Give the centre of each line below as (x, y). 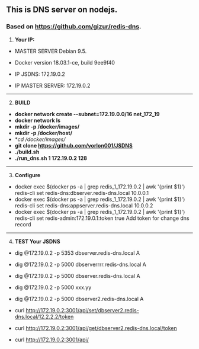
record (23, 224)
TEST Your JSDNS (37, 241)
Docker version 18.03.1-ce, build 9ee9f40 (65, 62)
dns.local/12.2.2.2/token (44, 316)
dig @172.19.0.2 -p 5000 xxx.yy (53, 287)
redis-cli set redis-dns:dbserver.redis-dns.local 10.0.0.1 (82, 193)
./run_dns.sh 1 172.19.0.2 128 (51, 158)
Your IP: (25, 39)
